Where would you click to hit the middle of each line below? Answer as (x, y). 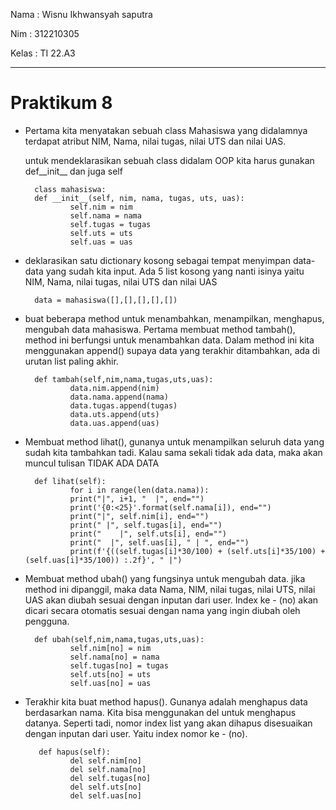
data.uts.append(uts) (114, 414)
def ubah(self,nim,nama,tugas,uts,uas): (119, 639)
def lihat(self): (70, 481)
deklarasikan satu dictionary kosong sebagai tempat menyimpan (157, 260)
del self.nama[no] (108, 769)
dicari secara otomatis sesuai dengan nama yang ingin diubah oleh (162, 610)
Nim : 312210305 (45, 33)
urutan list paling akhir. (71, 361)
